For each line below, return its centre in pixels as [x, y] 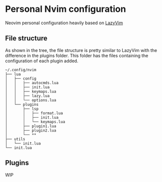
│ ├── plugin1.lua [31, 126]
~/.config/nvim [21, 70]
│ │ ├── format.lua [34, 113]
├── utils [15, 139]
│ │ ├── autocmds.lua [32, 83]
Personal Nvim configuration [66, 9]
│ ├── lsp [22, 109]
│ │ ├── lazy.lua [27, 96]
